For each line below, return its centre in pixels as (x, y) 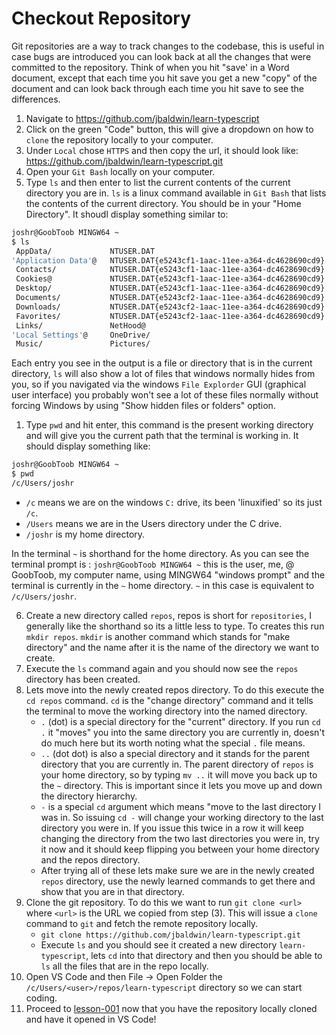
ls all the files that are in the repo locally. (124, 966)
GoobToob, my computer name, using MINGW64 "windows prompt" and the (168, 574)
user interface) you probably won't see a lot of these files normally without (165, 395)
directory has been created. (83, 679)
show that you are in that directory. (112, 891)
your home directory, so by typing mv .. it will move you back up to (179, 774)
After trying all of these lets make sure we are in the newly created (177, 870)
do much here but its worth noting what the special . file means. (173, 743)
